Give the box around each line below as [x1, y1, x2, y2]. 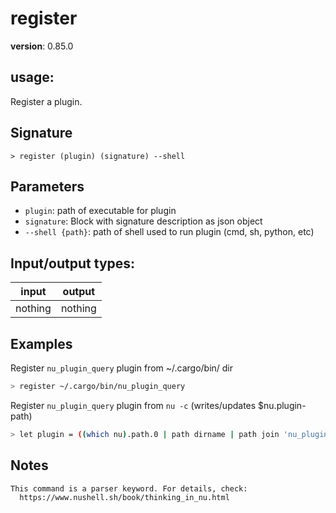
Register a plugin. [10, 95, 83, 107]
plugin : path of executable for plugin [24, 205, 177, 217]
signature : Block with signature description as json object [24, 215, 263, 227]
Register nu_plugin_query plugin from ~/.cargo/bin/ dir [10, 362, 234, 374]
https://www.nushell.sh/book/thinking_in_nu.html [19, 492, 230, 502]
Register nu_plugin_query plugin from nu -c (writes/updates [10, 399, 257, 411]
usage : [10, 69, 55, 86]
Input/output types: [10, 255, 136, 272]
